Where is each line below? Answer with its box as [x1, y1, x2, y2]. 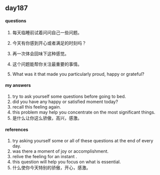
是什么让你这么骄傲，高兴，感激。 [12, 115, 82, 121]
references [5, 126, 29, 133]
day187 [5, 4, 28, 12]
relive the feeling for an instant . [12, 154, 77, 159]
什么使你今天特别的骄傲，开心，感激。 [12, 165, 91, 171]
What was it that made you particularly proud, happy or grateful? [12, 71, 145, 77]
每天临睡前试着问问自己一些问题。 [12, 29, 82, 35]
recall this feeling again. [12, 104, 61, 110]
